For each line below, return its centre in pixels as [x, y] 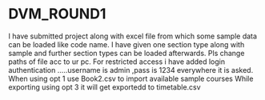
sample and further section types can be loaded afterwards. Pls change [126, 53]
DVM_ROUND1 [57, 14]
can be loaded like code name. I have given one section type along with [126, 44]
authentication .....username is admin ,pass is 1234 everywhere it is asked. [131, 70]
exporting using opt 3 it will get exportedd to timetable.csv [105, 87]
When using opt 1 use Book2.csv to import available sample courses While [131, 78]
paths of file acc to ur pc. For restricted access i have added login [117, 62]
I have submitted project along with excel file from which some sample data [133, 36]
